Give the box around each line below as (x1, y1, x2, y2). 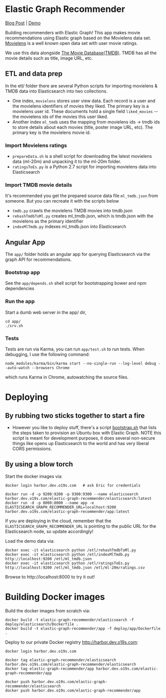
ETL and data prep (5, 70, 63, 78)
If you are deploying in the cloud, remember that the (5, 518, 111, 524)
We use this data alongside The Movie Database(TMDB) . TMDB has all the (5, 50, 157, 56)
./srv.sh (5, 323, 23, 328)
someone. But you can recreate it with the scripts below (5, 198, 119, 204)
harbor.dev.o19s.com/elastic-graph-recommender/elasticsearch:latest (5, 496, 152, 501)
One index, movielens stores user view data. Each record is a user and (12, 98, 156, 104)
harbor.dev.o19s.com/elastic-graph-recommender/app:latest (5, 509, 130, 514)
